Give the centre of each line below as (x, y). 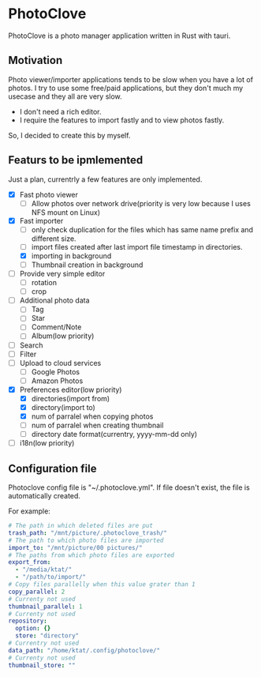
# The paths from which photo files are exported (91, 555)
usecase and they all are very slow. (65, 96)
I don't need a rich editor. (60, 111)
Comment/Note (56, 327)
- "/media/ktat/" (44, 570)
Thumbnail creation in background (87, 265)
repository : (28, 621)
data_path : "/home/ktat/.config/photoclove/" (84, 650)
